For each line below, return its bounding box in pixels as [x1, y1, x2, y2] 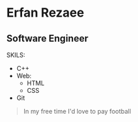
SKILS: [6, 51, 26, 59]
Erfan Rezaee [6, 5, 84, 21]
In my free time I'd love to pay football [23, 107, 132, 115]
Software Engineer [6, 33, 89, 44]
